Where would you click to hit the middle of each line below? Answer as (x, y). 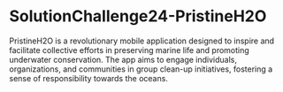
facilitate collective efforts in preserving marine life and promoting (129, 50)
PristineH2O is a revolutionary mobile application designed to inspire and (142, 41)
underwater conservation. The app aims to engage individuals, (123, 59)
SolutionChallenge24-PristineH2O (138, 16)
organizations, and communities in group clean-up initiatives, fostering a (141, 69)
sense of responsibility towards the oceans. (88, 78)
